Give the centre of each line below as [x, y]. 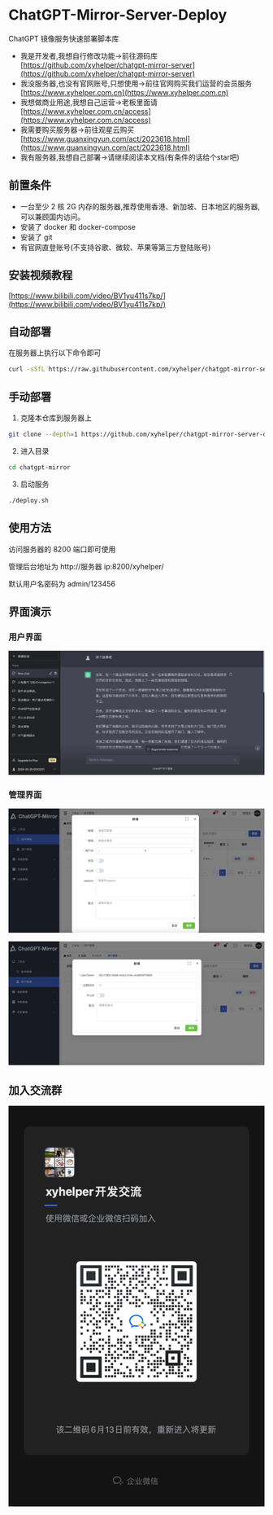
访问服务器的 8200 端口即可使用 [62, 549]
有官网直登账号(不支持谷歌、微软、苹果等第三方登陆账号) [115, 247]
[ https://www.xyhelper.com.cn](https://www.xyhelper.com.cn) [124, 92]
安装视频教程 [41, 276]
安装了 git [36, 237]
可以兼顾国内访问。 [52, 217]
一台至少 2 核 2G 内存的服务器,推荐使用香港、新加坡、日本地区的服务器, [140, 206]
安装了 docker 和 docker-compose [78, 226]
